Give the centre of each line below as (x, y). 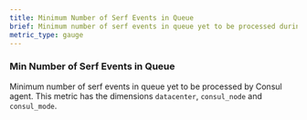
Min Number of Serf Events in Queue (92, 66)
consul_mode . (33, 105)
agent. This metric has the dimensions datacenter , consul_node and (136, 95)
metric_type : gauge (47, 35)
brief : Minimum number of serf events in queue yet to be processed (143, 26)
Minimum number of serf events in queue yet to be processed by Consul (146, 86)
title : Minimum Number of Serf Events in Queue (102, 18)
